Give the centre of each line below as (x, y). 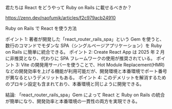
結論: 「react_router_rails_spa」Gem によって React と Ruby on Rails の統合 (85, 95)
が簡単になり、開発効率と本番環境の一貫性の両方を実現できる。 (73, 101)
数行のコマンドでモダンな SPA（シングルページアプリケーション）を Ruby (84, 46)
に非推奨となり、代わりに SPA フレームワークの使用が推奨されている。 (80, 58)
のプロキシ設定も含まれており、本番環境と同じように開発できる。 (75, 84)
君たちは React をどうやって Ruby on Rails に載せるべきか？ (69, 7)
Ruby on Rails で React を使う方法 (41, 28)
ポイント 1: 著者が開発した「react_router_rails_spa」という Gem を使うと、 (85, 39)
